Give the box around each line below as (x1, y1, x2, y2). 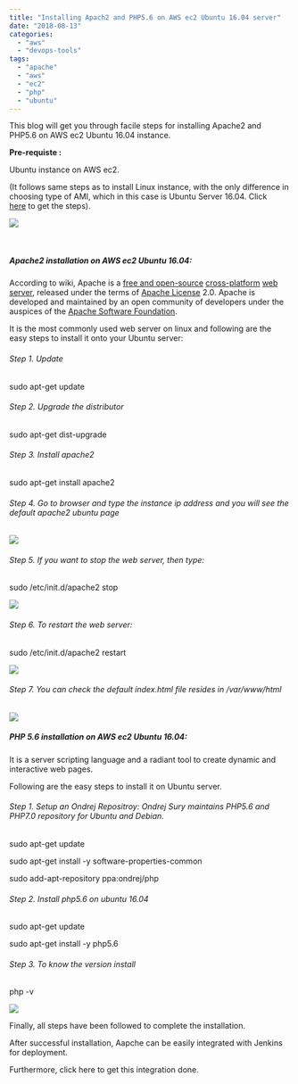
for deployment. (9, 1047, 69, 1058)
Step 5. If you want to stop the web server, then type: (9, 554, 205, 565)
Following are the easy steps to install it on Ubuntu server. (9, 781, 223, 791)
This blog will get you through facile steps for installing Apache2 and (9, 120, 261, 131)
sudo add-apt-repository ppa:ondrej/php (9, 873, 159, 883)
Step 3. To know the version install (9, 958, 137, 969)
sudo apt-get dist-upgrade (9, 429, 107, 440)
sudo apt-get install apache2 (9, 476, 115, 487)
